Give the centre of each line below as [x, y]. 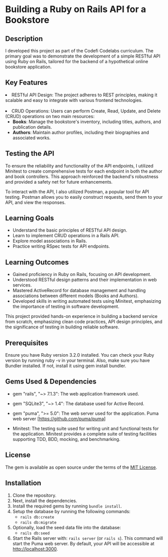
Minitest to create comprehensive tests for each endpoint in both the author [84, 171]
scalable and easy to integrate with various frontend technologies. [74, 100]
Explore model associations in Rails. [50, 241]
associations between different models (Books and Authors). [75, 296]
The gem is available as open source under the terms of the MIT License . [81, 467]
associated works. [32, 138]
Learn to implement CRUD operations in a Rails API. [66, 236]
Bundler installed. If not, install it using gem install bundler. [66, 366]
